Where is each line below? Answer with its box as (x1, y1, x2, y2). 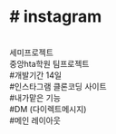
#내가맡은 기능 (9, 92, 62, 103)
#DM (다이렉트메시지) (9, 103, 87, 114)
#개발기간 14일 (9, 70, 62, 81)
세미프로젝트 (9, 47, 54, 58)
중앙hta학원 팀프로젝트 (9, 58, 90, 69)
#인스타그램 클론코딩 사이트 (9, 81, 107, 91)
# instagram (9, 6, 102, 27)
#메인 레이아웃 (9, 115, 62, 126)
